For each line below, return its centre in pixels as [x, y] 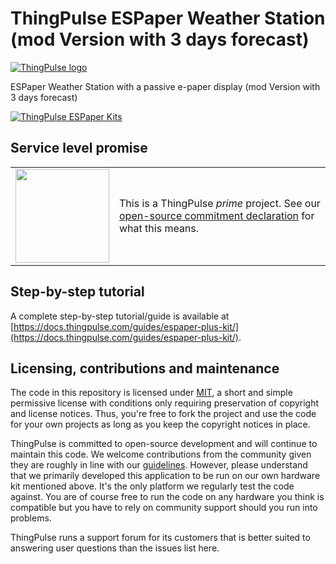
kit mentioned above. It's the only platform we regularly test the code [152, 486]
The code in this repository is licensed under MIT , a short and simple [151, 393]
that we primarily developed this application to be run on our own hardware [165, 476]
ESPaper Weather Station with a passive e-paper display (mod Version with [165, 86]
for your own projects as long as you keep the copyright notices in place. [160, 424]
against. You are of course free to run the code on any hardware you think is [167, 497]
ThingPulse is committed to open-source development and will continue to [164, 444]
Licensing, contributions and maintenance [145, 368]
